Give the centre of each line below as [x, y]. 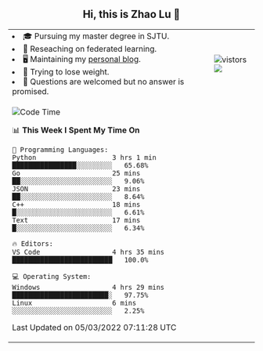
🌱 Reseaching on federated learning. [90, 49]
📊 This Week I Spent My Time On [76, 130]
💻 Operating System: [52, 276]
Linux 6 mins [74, 303]
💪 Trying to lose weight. [66, 71]
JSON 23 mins [76, 188]
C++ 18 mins [76, 204]
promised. [31, 91]
